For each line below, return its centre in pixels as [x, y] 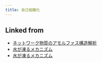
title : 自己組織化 [23, 10]
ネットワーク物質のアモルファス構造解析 [55, 43]
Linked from [24, 30]
